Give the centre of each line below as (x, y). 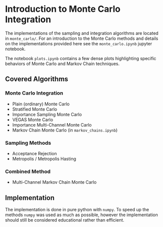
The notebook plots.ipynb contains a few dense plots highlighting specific (81, 58)
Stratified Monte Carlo (35, 109)
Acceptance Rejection (35, 153)
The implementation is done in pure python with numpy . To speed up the (77, 210)
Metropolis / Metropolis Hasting (44, 159)
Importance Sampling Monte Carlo (47, 114)
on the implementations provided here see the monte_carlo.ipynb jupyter (79, 43)
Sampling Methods (28, 143)
